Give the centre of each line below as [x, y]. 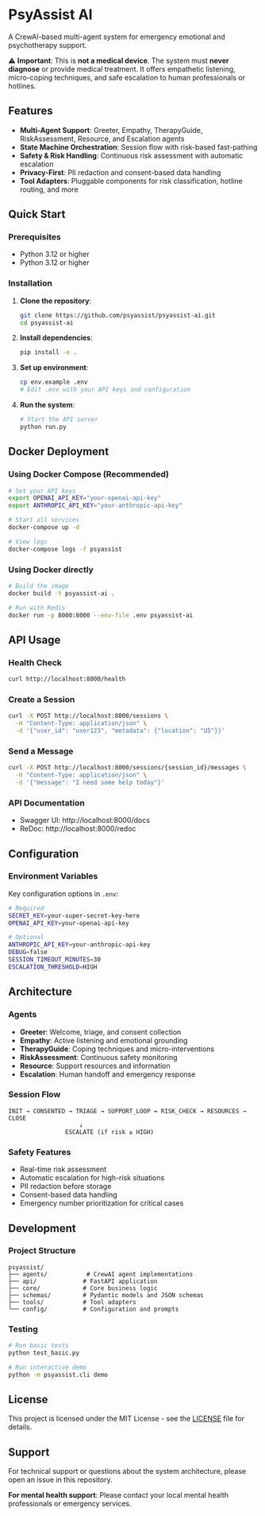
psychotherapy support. [48, 45]
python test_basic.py [44, 1353]
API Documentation [47, 803]
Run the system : [47, 405]
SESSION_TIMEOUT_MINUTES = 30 [55, 960]
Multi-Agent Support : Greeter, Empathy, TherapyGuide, [111, 130]
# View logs [28, 542]
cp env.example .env [54, 382]
